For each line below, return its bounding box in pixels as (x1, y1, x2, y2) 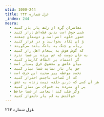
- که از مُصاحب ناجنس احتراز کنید (9, 75, 78, 80)
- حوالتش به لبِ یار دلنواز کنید (9, 93, 76, 98)
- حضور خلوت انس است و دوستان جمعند (9, 35, 84, 39)
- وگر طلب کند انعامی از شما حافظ (9, 89, 80, 94)
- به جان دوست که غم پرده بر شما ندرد (9, 52, 89, 58)
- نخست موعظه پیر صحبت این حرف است (9, 71, 82, 76)
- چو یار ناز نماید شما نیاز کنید (9, 66, 80, 71)
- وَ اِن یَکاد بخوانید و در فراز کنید (9, 39, 84, 44)
